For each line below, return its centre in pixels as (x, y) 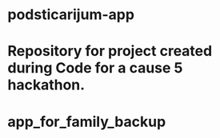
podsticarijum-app (71, 15)
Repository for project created (110, 51)
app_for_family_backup (87, 122)
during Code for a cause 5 (95, 68)
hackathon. (46, 85)
